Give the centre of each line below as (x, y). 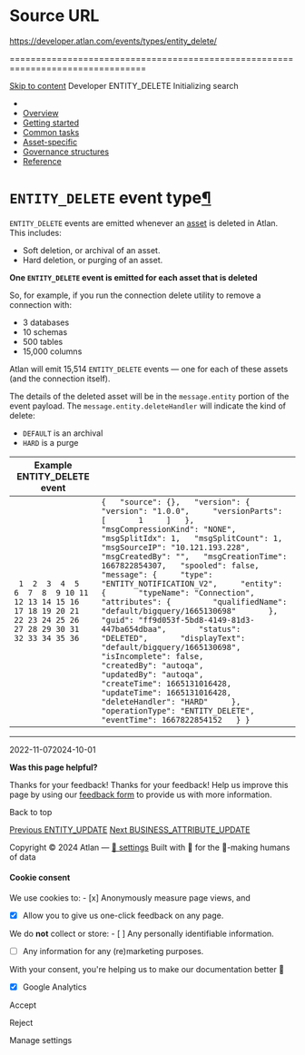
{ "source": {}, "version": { (176, 502)
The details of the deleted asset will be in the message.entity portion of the (149, 396)
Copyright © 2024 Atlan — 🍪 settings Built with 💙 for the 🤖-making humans (150, 847)
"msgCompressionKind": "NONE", (169, 529)
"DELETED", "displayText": (173, 638)
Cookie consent (40, 878)
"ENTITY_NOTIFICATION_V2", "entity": (192, 583)
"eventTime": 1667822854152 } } (176, 720)
